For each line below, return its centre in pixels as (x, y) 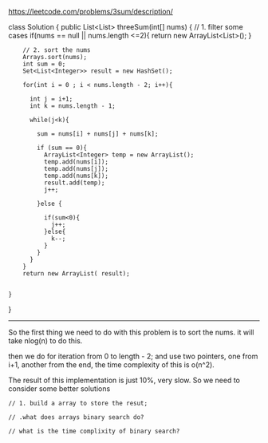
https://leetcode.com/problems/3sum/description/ (91, 12)
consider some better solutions (59, 389)
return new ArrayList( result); (76, 274)
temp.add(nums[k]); (76, 176)
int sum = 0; (44, 64)
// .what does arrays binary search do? (77, 417)
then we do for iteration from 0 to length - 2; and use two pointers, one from (133, 356)
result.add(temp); (74, 183)
